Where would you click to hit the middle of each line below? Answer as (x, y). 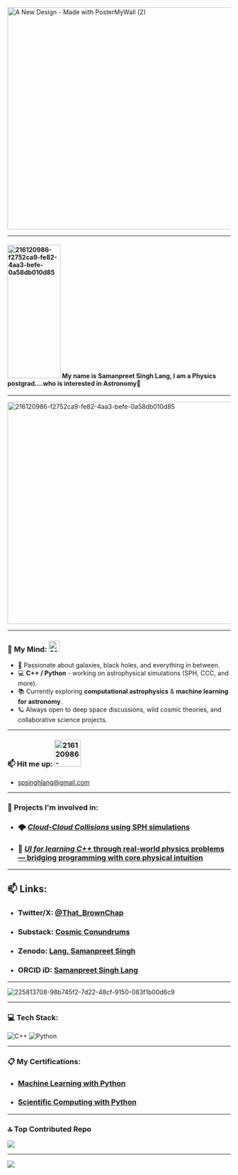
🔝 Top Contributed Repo (50, 1129)
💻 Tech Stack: (33, 1018)
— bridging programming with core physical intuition (110, 857)
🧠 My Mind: (27, 650)
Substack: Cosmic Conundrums (74, 932)
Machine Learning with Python (72, 1083)
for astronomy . (40, 701)
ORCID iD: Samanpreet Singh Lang (78, 970)
